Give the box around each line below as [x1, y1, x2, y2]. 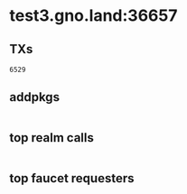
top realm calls [9, 130, 95, 145]
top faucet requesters [9, 171, 135, 186]
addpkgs [9, 89, 61, 105]
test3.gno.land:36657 [9, 5, 178, 26]
